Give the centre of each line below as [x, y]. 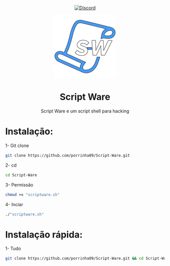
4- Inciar [14, 204]
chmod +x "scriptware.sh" [32, 195]
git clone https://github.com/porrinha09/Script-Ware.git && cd [74, 258]
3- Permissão [19, 184]
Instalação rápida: [44, 234]
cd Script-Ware [21, 175]
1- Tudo [13, 249]
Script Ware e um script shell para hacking [85, 111]
